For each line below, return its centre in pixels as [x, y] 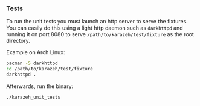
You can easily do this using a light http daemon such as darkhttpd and [95, 28]
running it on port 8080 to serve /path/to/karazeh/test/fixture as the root [100, 34]
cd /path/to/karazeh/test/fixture [50, 69]
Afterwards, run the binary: [40, 86]
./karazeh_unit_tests [34, 97]
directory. [18, 41]
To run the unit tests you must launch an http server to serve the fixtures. [97, 22]
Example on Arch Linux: [36, 52]
